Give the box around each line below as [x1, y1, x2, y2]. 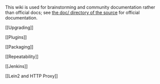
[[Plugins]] [5, 34, 27, 40]
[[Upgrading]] [5, 24, 33, 30]
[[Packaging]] [5, 44, 33, 49]
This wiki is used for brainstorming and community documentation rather [5, 4, 155, 10]
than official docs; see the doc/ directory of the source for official [5, 9, 140, 15]
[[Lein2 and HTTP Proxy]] [5, 73, 58, 79]
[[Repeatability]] [5, 53, 39, 59]
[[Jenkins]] [5, 63, 28, 69]
